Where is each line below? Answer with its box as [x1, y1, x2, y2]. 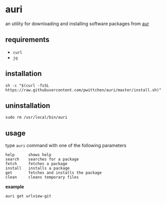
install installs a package [5, 166, 70, 171]
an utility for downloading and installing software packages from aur [5, 21, 150, 27]
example [5, 183, 25, 190]
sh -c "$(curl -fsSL [5, 83, 50, 88]
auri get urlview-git [5, 194, 52, 199]
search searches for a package [5, 157, 79, 162]
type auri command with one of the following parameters [5, 142, 127, 149]
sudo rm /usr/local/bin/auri [5, 115, 68, 120]
